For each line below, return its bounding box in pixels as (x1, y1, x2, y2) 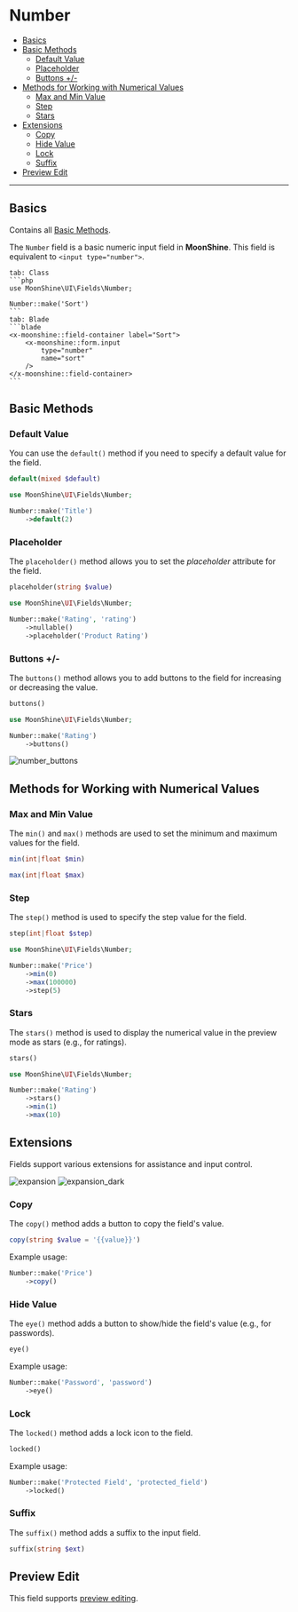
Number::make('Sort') (9, 299, 90, 308)
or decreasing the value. (9, 681, 98, 693)
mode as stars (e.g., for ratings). (9, 1036, 127, 1047)
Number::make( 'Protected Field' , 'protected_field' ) (9, 1478, 208, 1487)
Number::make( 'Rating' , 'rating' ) (9, 615, 137, 623)
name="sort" (41, 353, 86, 362)
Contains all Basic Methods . (9, 224, 111, 235)
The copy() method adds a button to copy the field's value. (9, 1219, 224, 1229)
